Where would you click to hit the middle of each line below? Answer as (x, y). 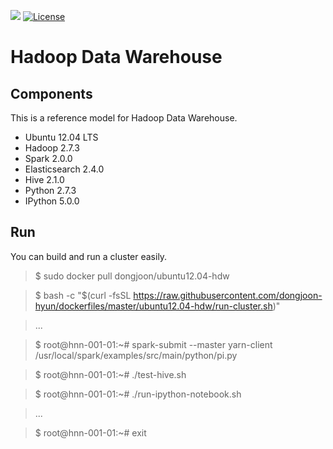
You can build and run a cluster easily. (89, 256)
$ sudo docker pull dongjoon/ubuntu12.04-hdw (132, 276)
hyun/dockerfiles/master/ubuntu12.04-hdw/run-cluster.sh (153, 306)
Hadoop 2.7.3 (52, 148)
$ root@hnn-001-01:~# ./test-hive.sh (110, 374)
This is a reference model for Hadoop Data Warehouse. (124, 118)
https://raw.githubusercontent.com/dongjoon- (228, 295)
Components (51, 93)
